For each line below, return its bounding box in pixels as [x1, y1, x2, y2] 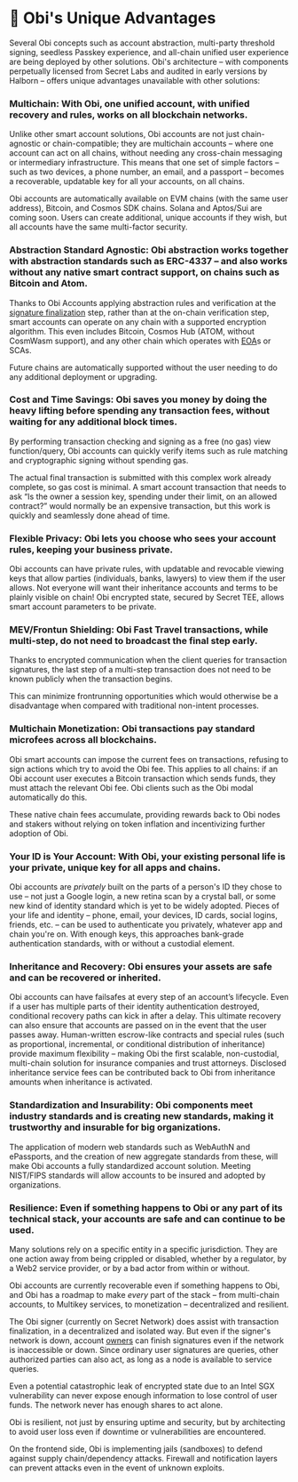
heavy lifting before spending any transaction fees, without [9, 405, 271, 417]
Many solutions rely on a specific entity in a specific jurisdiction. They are [9, 1244, 278, 1254]
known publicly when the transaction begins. [9, 673, 173, 684]
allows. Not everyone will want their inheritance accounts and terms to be [9, 583, 278, 593]
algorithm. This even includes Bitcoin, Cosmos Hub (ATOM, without [9, 326, 255, 336]
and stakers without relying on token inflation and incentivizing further [9, 818, 266, 829]
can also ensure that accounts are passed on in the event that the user [9, 1020, 268, 1031]
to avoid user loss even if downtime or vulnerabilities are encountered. [9, 1426, 266, 1437]
